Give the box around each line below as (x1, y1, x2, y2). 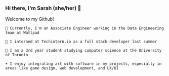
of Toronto (5, 53, 28, 58)
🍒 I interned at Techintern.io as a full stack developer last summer (5, 39, 157, 45)
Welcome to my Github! (5, 16, 54, 22)
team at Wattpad (5, 30, 39, 35)
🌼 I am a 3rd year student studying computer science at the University (5, 48, 162, 53)
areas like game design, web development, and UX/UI (5, 66, 119, 71)
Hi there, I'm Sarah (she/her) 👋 (5, 5, 81, 12)
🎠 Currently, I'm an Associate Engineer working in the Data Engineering (5, 26, 164, 31)
